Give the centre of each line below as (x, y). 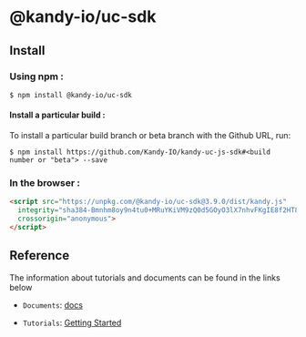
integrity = (38, 210)
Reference (40, 255)
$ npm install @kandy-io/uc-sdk (71, 95)
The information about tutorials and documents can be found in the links (145, 277)
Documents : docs (53, 305)
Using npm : (36, 77)
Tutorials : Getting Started (72, 322)
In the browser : (45, 183)
